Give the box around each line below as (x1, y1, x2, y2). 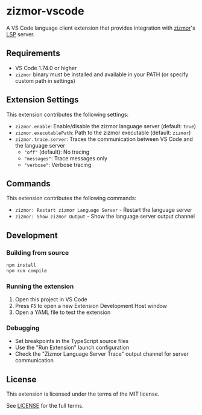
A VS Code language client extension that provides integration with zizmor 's (6, 24, 196, 31)
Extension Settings (6, 95, 79, 105)
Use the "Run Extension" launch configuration (14, 344, 130, 351)
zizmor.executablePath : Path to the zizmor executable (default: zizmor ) (14, 129, 191, 136)
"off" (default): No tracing (24, 148, 90, 155)
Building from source (6, 248, 69, 257)
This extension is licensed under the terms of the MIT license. (6, 390, 160, 397)
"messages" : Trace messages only (24, 154, 107, 162)
